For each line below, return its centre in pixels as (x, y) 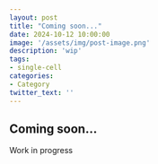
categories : (31, 76)
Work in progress (41, 151)
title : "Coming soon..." (56, 26)
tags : (19, 59)
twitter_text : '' (42, 92)
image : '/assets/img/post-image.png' (80, 43)
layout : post (34, 17)
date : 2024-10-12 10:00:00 (60, 34)
